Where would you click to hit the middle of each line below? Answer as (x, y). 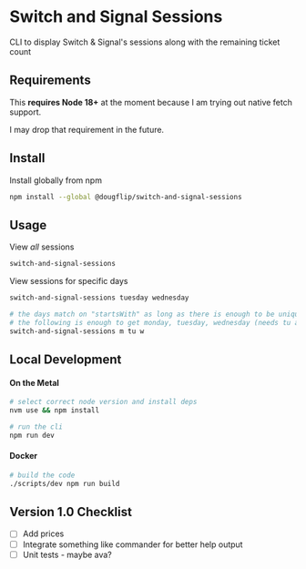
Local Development (66, 360)
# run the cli (36, 427)
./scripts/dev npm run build (65, 483)
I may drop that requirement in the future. (87, 129)
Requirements (50, 81)
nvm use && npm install (55, 411)
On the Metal (34, 382)
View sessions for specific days (69, 281)
